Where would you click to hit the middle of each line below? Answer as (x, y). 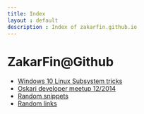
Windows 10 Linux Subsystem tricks (70, 81)
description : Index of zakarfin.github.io (72, 27)
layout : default (33, 20)
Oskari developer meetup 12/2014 (67, 89)
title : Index (26, 14)
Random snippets (43, 96)
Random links (37, 103)
